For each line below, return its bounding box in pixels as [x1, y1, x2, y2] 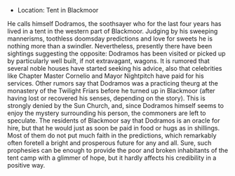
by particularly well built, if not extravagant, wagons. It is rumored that [7, 57, 210, 65]
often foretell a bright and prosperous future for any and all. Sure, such [7, 139, 212, 147]
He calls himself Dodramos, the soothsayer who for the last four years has [7, 20, 222, 27]
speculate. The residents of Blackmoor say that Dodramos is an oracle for [7, 116, 220, 125]
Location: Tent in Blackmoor [17, 6, 99, 14]
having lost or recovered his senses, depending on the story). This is [7, 94, 206, 102]
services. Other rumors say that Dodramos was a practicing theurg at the [7, 79, 219, 87]
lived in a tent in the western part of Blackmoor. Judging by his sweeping [7, 27, 218, 35]
